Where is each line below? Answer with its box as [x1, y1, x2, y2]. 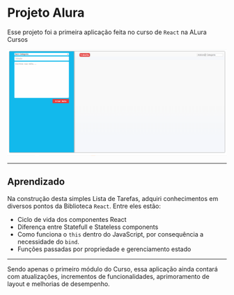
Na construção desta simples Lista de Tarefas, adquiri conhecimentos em [7, 194, 219, 202]
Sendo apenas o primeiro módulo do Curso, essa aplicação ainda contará [7, 264, 218, 273]
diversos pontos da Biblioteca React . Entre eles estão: [7, 202, 162, 210]
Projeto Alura [7, 5, 85, 21]
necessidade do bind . [17, 237, 80, 246]
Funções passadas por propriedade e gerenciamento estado [17, 245, 192, 253]
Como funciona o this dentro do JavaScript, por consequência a [17, 230, 204, 238]
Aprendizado [7, 176, 65, 188]
